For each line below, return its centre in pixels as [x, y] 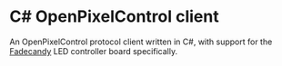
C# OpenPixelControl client [115, 17]
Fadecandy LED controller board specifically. [94, 51]
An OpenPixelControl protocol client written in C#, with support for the [141, 42]
